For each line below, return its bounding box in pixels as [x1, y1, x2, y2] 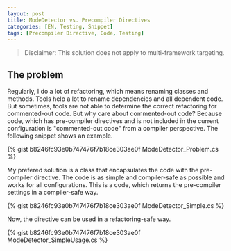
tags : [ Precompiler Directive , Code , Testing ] [7, 29, 144, 37]
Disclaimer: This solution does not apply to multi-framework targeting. [24, 49, 225, 57]
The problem [7, 69, 64, 81]
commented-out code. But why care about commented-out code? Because [7, 109, 222, 118]
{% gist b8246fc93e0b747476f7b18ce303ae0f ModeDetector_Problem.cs [7, 145, 219, 154]
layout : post [7, 10, 45, 17]
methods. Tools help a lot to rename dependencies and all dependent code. [7, 95, 223, 103]
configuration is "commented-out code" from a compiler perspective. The [7, 124, 219, 133]
